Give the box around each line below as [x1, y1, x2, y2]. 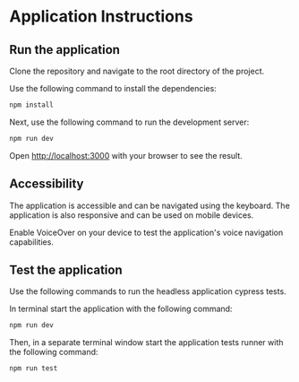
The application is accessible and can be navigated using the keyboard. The [9, 200, 291, 211]
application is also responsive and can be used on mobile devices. [9, 209, 254, 221]
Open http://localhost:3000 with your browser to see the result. [9, 150, 243, 161]
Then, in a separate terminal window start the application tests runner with [9, 337, 284, 348]
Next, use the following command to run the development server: [9, 117, 250, 127]
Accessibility [9, 177, 84, 192]
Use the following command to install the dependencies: [9, 83, 217, 93]
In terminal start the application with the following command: [9, 303, 233, 315]
